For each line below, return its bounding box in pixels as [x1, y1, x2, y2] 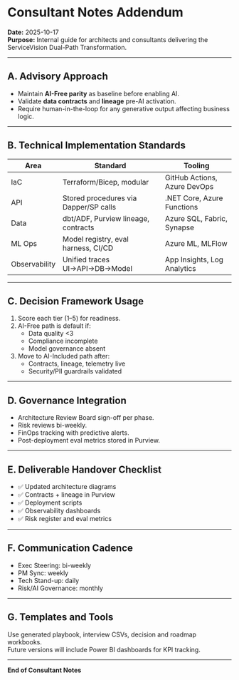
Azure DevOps [164, 181, 214, 191]
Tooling [184, 160, 210, 170]
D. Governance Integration [7, 394, 127, 406]
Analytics [164, 263, 196, 273]
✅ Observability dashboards [17, 507, 101, 515]
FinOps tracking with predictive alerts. [17, 428, 129, 437]
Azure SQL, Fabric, [164, 213, 228, 223]
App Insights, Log [164, 254, 224, 264]
